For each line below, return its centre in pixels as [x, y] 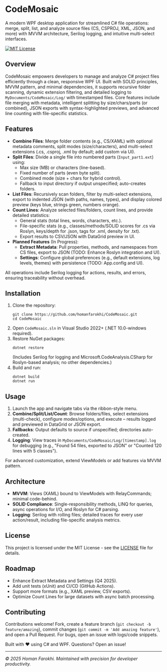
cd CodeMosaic [27, 319]
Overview [21, 64]
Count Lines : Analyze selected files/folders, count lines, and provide [83, 210]
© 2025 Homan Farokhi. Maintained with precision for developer [72, 659]
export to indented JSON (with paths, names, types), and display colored [87, 199]
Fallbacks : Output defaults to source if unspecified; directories [77, 430]
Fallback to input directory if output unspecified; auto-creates [83, 183]
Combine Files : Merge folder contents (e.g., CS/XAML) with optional [83, 141]
